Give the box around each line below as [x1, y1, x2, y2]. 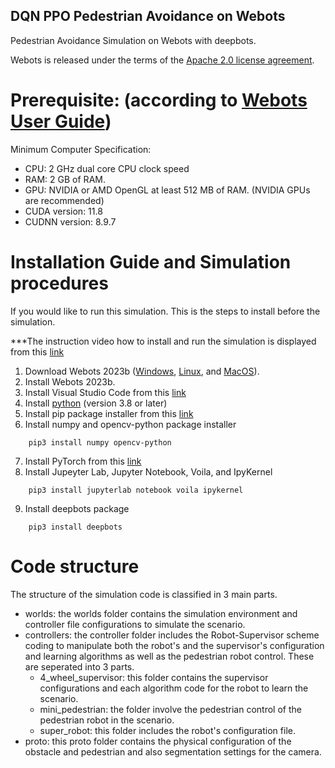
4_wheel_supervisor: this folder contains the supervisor [39, 671, 269, 683]
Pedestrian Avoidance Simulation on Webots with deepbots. [10, 34, 257, 46]
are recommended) [24, 194, 105, 206]
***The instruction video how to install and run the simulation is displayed [10, 335, 317, 347]
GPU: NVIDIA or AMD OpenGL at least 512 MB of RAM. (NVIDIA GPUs [24, 184, 311, 196]
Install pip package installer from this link [24, 407, 194, 419]
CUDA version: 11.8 [24, 205, 103, 217]
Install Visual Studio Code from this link [24, 386, 187, 398]
